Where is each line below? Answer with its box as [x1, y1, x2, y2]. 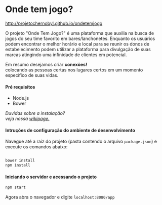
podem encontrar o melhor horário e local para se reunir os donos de [5, 40, 149, 47]
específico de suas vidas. [5, 72, 59, 78]
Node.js [12, 95, 29, 101]
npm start [5, 185, 26, 190]
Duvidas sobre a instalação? [5, 110, 65, 116]
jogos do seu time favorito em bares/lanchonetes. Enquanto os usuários [5, 35, 155, 42]
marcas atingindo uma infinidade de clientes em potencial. [5, 52, 127, 58]
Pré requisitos [5, 84, 35, 90]
